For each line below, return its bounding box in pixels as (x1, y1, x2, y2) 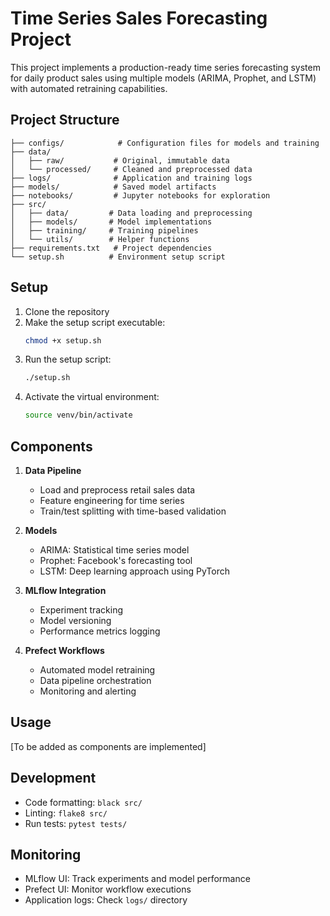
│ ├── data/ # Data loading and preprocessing (10, 208, 253, 218)
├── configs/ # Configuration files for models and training (10, 138, 320, 148)
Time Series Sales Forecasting (10, 7, 268, 30)
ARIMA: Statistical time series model (39, 544, 190, 556)
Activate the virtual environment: (24, 391, 160, 403)
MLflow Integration (24, 585, 107, 596)
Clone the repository (24, 305, 110, 317)
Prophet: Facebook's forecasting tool (39, 555, 193, 566)
